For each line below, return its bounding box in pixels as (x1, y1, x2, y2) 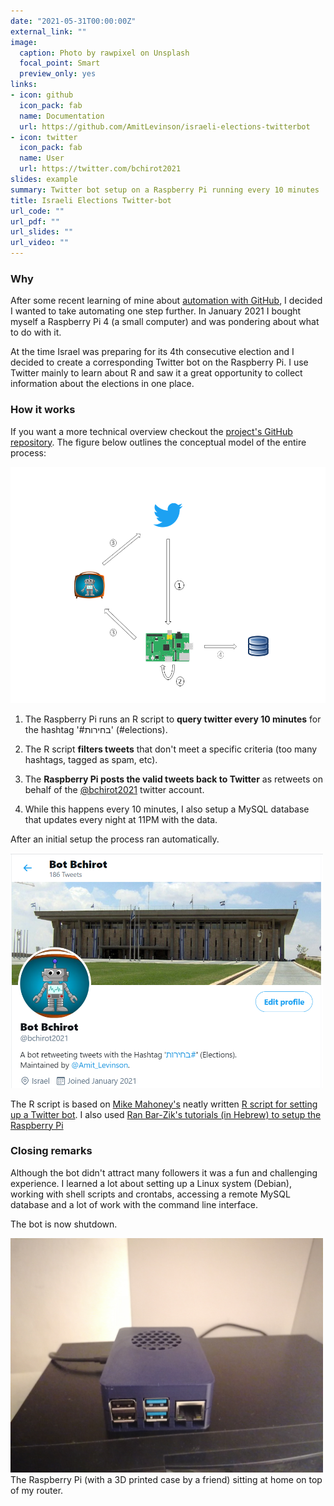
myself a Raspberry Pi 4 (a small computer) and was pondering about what (10, 316, 320, 328)
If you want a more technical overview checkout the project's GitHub (10, 425, 293, 437)
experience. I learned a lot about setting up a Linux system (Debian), (10, 1177, 292, 1189)
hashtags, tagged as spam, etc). (24, 753, 158, 765)
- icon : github (10, 90, 74, 100)
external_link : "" (10, 26, 87, 37)
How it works (10, 403, 76, 417)
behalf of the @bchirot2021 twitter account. (24, 783, 205, 795)
